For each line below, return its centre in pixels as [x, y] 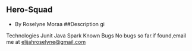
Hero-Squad [29, 10]
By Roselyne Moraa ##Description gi [60, 24]
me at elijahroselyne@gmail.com [46, 42]
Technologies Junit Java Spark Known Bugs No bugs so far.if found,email [96, 36]
